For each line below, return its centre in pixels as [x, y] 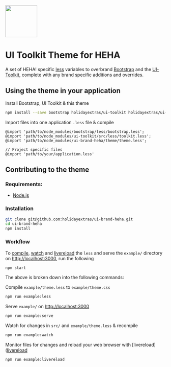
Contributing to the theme [47, 170]
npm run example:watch [29, 335]
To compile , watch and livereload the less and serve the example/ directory [84, 253]
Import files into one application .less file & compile [60, 122]
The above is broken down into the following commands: [65, 278]
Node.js [21, 195]
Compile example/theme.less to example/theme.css [58, 287]
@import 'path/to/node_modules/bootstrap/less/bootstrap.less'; [75, 132]
